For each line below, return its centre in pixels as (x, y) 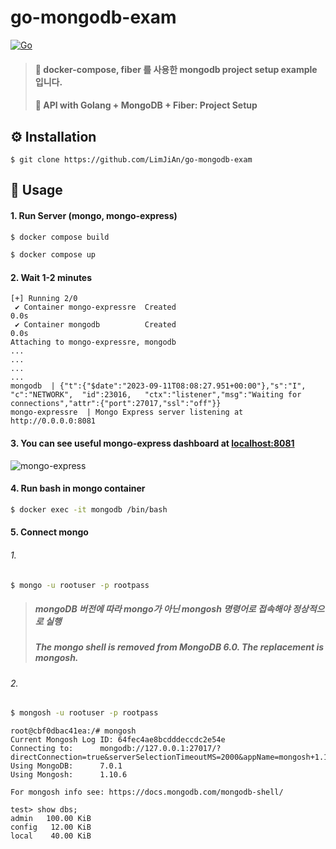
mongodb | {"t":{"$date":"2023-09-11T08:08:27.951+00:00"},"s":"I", (158, 386)
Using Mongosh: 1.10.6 (69, 775)
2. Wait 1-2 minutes (51, 277)
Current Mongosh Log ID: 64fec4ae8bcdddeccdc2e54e (118, 740)
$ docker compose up (53, 255)
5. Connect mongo (49, 532)
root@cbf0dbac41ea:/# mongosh (73, 731)
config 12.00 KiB (51, 827)
